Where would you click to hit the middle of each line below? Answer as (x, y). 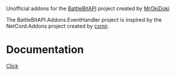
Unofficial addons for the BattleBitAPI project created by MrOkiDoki (88, 8)
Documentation (45, 50)
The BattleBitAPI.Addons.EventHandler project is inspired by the (84, 20)
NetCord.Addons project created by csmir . (58, 26)
